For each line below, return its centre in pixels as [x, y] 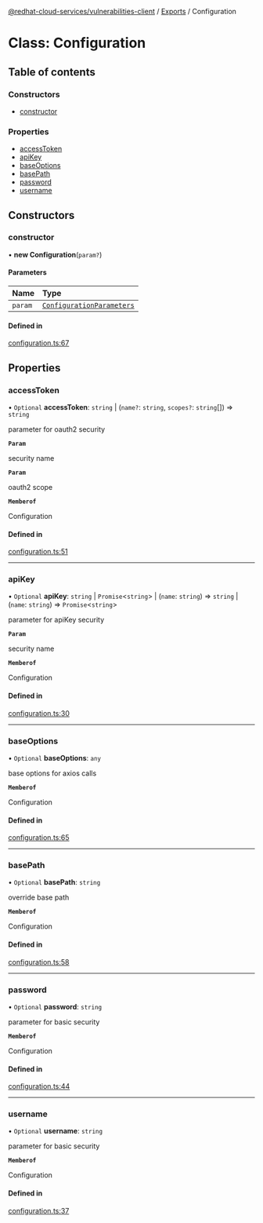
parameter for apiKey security [56, 620]
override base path [39, 897]
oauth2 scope [31, 487]
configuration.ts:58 [39, 962]
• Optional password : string [55, 1006]
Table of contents [52, 72]
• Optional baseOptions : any [55, 758]
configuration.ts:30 [39, 713]
